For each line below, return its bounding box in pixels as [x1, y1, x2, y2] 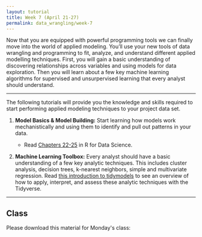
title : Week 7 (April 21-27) [6, 14, 79, 21]
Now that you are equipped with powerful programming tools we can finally [6, 37, 194, 44]
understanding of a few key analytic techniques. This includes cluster [14, 159, 188, 166]
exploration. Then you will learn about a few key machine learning [6, 69, 170, 76]
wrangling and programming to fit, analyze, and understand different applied [6, 49, 195, 57]
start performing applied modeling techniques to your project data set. [6, 105, 180, 112]
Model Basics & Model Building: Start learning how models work [14, 117, 176, 124]
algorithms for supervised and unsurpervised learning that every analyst [6, 75, 185, 82]
